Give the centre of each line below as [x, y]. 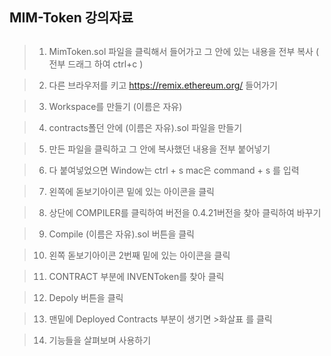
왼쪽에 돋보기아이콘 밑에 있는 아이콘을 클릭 [132, 191]
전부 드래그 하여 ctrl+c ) [96, 64]
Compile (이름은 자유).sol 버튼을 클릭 [121, 234]
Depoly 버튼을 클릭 [86, 297]
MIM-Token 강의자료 [71, 18]
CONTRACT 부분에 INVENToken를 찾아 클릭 [136, 276]
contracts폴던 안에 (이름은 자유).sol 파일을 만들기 [145, 127]
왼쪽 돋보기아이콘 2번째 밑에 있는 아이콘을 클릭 [139, 255]
